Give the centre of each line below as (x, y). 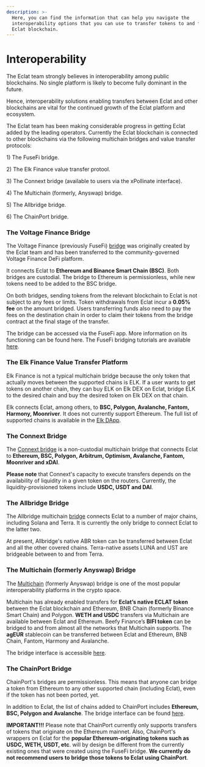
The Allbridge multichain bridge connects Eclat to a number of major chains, (102, 516)
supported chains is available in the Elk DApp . (64, 420)
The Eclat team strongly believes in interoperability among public (88, 77)
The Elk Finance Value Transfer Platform (67, 362)
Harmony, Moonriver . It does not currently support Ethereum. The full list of (102, 413)
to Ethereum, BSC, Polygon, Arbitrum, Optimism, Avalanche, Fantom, (95, 456)
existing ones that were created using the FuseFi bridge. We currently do (99, 751)
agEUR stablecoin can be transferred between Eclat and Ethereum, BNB (97, 634)
